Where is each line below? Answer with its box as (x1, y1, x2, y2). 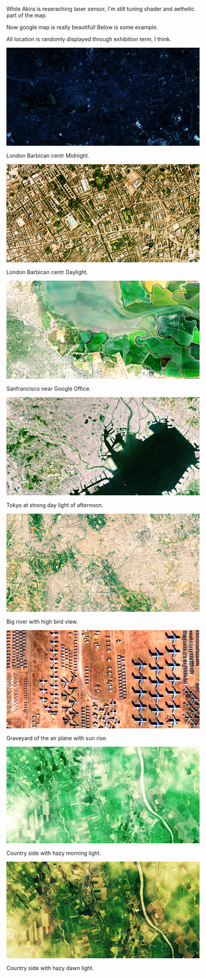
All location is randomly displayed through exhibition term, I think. (6, 36, 172, 42)
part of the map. (6, 12, 47, 19)
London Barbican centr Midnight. (6, 152, 90, 159)
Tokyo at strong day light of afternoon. (6, 502, 104, 509)
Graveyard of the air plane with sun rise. (6, 735, 108, 742)
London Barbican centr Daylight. (6, 269, 88, 276)
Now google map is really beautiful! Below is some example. (6, 24, 158, 31)
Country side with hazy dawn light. (6, 965, 94, 972)
